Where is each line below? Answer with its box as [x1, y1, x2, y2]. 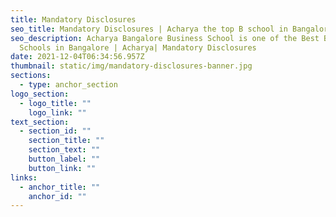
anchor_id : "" [28, 191, 87, 201]
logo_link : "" [28, 107, 87, 118]
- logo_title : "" [19, 98, 92, 108]
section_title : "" [28, 136, 105, 146]
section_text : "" [28, 145, 101, 155]
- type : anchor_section [19, 80, 118, 90]
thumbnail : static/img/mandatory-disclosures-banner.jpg [10, 61, 253, 71]
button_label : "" [28, 154, 101, 164]
